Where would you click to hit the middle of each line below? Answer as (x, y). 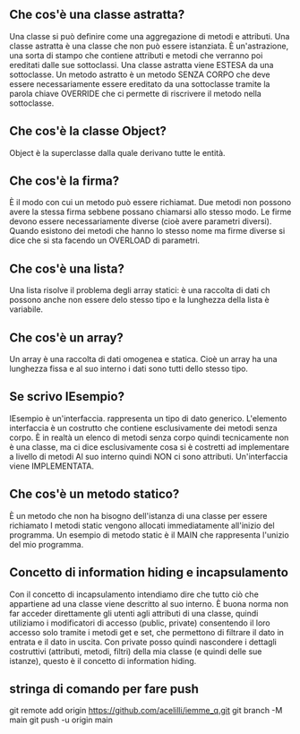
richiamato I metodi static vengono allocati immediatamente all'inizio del (142, 525)
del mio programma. (47, 544)
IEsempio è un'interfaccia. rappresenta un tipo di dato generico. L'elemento (148, 418)
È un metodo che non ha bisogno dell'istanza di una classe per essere (138, 515)
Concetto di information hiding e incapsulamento (149, 573)
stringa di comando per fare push (104, 689)
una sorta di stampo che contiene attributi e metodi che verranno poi (136, 55)
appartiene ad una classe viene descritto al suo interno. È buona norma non (149, 603)
